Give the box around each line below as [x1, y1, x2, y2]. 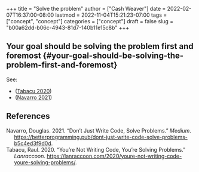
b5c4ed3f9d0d [14, 140, 52, 147]
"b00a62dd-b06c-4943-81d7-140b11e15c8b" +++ [6, 24, 130, 31]
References [6, 111, 50, 121]
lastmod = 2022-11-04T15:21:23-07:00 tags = [55, 11, 167, 19]
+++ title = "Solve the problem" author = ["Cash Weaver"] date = [6, 5, 166, 12]
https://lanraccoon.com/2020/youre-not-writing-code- [47, 152, 182, 159]
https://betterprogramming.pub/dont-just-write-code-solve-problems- [14, 133, 188, 140]
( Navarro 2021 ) [14, 94, 53, 101]
